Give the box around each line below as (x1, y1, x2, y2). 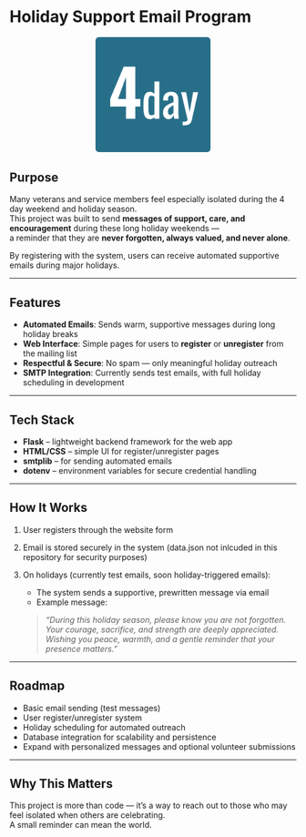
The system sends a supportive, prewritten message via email (36, 587, 270, 597)
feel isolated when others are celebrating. (9, 810, 166, 821)
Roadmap (9, 679, 66, 694)
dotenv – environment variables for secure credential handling (22, 464, 257, 475)
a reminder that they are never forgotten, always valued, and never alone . (9, 232, 291, 243)
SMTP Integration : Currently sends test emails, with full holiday (22, 367, 261, 379)
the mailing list (22, 348, 77, 359)
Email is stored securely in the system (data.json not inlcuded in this (22, 542, 278, 553)
